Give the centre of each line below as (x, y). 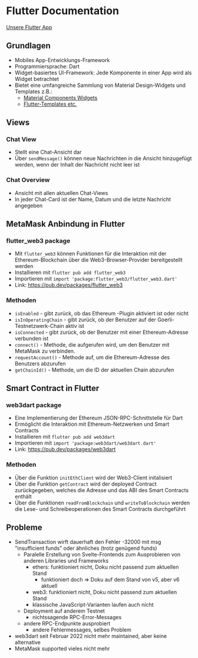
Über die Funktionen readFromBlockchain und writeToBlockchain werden (102, 503)
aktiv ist (75, 325)
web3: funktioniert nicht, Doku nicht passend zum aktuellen (105, 592)
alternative (28, 642)
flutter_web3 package (38, 241)
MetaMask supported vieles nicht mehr (62, 649)
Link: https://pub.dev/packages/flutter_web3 (69, 285)
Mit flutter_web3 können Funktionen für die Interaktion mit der (90, 254)
